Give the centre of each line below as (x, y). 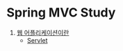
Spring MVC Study (61, 13)
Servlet (37, 40)
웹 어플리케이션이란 (43, 32)
